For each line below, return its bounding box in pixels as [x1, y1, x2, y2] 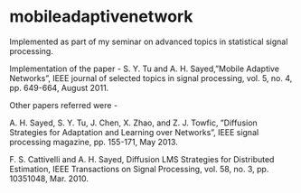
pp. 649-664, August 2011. [9, 82, 109, 93]
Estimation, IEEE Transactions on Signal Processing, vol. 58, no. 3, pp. [9, 163, 269, 174]
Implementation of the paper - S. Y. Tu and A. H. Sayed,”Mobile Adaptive [9, 63, 280, 74]
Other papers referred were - [9, 99, 118, 110]
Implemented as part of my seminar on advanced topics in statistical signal [9, 36, 288, 47]
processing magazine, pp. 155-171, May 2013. [9, 136, 178, 147]
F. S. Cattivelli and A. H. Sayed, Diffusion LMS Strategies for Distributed [9, 153, 275, 164]
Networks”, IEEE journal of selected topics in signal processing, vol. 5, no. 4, [9, 72, 293, 83]
